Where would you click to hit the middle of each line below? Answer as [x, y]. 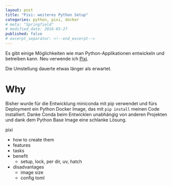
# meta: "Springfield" [30, 24]
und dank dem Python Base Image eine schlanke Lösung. [66, 120]
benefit [20, 156]
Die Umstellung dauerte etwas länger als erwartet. [59, 68]
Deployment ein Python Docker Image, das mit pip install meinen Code [82, 109]
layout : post [19, 10]
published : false [24, 34]
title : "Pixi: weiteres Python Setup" [47, 15]
